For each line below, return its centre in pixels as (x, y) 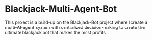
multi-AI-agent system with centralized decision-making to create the (75, 27)
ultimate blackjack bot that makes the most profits (55, 32)
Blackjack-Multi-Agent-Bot (61, 9)
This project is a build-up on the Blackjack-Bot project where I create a (76, 22)
